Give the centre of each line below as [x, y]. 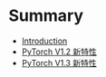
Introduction [44, 41]
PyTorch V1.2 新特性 [59, 52]
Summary [46, 16]
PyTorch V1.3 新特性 [59, 63]
